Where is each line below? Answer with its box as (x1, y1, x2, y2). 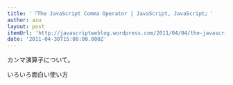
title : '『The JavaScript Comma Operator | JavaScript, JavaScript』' (7, 10, 214, 17)
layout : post (7, 23, 45, 30)
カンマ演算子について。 (7, 56, 74, 64)
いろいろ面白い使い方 (7, 70, 68, 79)
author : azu (7, 17, 42, 23)
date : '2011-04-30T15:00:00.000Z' (7, 36, 107, 43)
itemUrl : (7, 29, 33, 37)
